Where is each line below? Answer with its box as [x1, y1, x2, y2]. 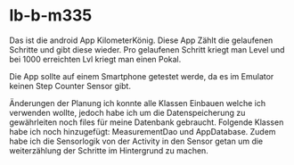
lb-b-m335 [9, 5, 93, 26]
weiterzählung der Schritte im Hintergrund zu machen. [9, 144, 209, 156]
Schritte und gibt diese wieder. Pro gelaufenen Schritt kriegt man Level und [9, 44, 285, 54]
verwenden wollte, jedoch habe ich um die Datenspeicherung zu [9, 107, 246, 118]
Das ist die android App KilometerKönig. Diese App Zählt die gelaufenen [9, 35, 274, 45]
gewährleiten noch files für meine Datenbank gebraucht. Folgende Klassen [9, 117, 284, 128]
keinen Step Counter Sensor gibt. [9, 80, 132, 91]
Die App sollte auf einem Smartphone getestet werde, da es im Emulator [9, 70, 274, 81]
